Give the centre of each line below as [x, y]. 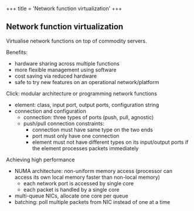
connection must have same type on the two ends [93, 129]
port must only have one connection [76, 136]
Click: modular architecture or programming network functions [81, 94]
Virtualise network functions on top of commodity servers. [77, 41]
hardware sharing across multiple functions [67, 63]
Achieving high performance [40, 160]
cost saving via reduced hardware [56, 76]
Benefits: [17, 52]
